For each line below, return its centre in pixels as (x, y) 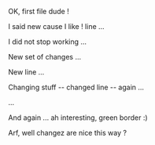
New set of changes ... (45, 57)
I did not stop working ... (48, 42)
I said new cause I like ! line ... (56, 26)
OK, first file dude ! (39, 11)
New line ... (26, 72)
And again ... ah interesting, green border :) (78, 118)
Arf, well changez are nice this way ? (68, 133)
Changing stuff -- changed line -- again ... (76, 87)
